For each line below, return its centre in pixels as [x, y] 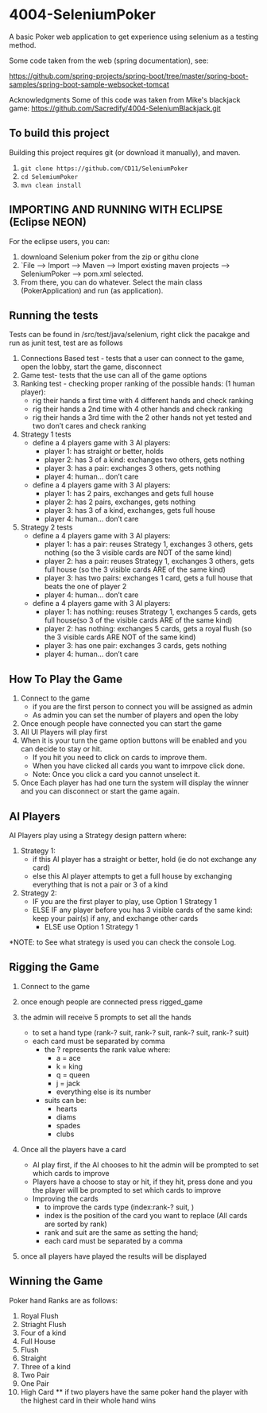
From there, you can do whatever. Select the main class [111, 282]
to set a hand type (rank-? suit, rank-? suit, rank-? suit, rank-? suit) [141, 1032]
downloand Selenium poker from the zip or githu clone [110, 257]
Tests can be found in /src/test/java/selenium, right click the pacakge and [129, 335]
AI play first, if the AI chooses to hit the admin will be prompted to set [145, 1165]
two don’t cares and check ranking [89, 426]
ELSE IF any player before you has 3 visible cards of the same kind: [142, 910]
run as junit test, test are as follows [66, 343]
